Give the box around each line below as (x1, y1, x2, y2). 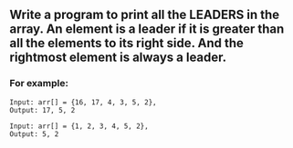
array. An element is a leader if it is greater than (9, 22, 285, 37)
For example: (9, 77, 68, 90)
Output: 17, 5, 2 (9, 105, 76, 114)
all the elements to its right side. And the (9, 35, 245, 51)
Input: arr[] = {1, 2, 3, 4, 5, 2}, (9, 122, 149, 131)
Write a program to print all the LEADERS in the (9, 7, 280, 23)
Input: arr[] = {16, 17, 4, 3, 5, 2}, (9, 97, 157, 107)
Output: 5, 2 (9, 129, 59, 139)
